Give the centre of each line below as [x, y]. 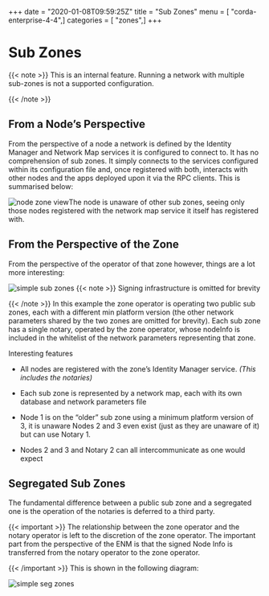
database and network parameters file [83, 401]
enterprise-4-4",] [37, 20]
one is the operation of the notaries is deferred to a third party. [112, 512]
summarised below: [41, 186]
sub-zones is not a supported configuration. [81, 83]
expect [31, 458]
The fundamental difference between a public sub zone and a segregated [130, 503]
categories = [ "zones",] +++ [114, 20]
